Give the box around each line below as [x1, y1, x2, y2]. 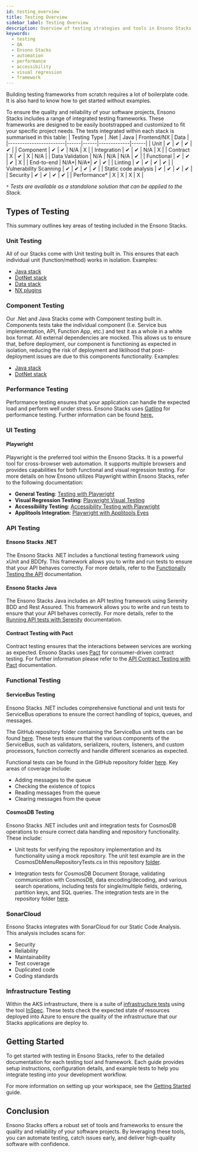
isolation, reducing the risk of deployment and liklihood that [6, 347, 151, 354]
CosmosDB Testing [6, 808, 54, 816]
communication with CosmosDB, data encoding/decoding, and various [14, 876, 187, 883]
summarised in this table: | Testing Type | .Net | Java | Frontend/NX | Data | [6, 134, 189, 141]
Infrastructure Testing [6, 987, 71, 995]
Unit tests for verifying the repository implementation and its [14, 846, 161, 853]
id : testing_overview [6, 8, 60, 15]
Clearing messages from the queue [14, 795, 101, 802]
